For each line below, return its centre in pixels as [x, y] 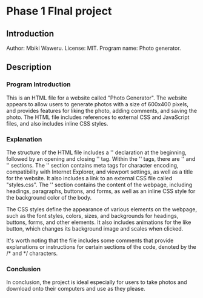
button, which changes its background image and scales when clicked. [95, 228]
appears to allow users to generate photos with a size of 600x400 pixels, [98, 104]
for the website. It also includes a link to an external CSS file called [89, 178]
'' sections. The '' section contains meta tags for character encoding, [92, 165]
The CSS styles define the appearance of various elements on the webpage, [101, 209]
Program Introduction [38, 84]
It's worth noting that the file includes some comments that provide [90, 240]
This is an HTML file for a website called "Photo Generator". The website [97, 98]
